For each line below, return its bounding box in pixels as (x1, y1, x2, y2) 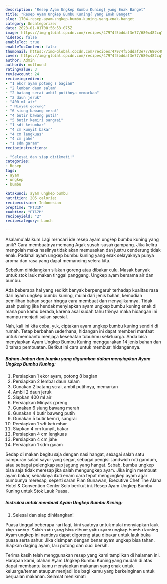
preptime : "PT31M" (5, 205, 44, 210)
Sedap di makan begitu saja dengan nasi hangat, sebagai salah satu (5, 451, 144, 457)
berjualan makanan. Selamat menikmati (5, 573, 86, 580)
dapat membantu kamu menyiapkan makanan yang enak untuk (5, 563, 134, 569)
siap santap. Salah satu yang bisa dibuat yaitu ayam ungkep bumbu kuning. (5, 527, 160, 533)
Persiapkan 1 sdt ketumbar (12, 421, 67, 426)
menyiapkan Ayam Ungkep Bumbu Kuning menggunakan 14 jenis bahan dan (5, 339, 161, 345)
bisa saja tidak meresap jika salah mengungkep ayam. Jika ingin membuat (5, 467, 157, 473)
